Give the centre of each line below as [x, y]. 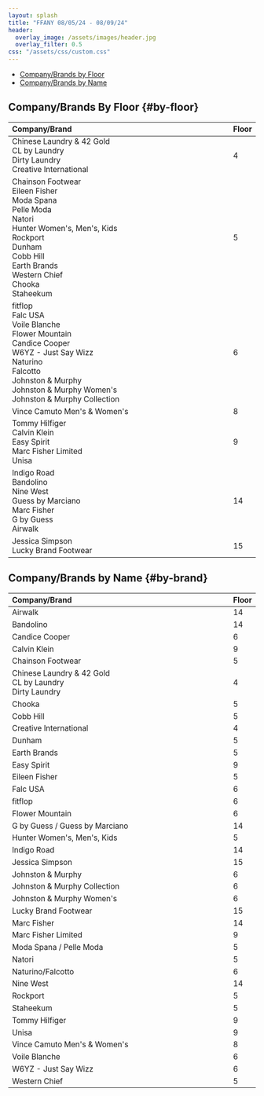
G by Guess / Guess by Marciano [70, 826]
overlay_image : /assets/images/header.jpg [86, 37]
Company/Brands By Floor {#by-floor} [103, 107]
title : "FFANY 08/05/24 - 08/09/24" [68, 23]
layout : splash [33, 15]
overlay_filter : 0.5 [49, 45]
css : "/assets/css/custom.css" [59, 52]
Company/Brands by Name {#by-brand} [108, 578]
